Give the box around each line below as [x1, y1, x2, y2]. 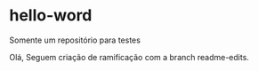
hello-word [9, 5, 93, 26]
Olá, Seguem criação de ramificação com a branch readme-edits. [9, 51, 249, 62]
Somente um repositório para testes [9, 35, 141, 45]
